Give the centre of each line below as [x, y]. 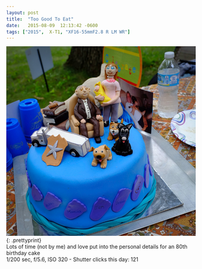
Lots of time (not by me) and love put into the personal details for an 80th [97, 247]
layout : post [23, 13]
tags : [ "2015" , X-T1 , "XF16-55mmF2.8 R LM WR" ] [68, 32]
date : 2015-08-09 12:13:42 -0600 [52, 25]
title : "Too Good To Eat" [40, 19]
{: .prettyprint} [24, 240]
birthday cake [23, 253]
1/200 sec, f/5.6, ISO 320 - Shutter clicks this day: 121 [72, 259]
